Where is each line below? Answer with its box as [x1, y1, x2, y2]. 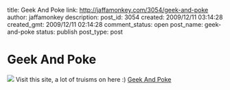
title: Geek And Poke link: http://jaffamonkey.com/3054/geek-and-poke [7, 6, 209, 14]
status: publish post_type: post [36, 27, 124, 36]
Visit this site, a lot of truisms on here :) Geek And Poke [15, 75, 172, 83]
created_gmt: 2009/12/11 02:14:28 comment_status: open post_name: [7, 21, 204, 28]
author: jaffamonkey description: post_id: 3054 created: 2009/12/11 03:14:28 [7, 13, 223, 21]
